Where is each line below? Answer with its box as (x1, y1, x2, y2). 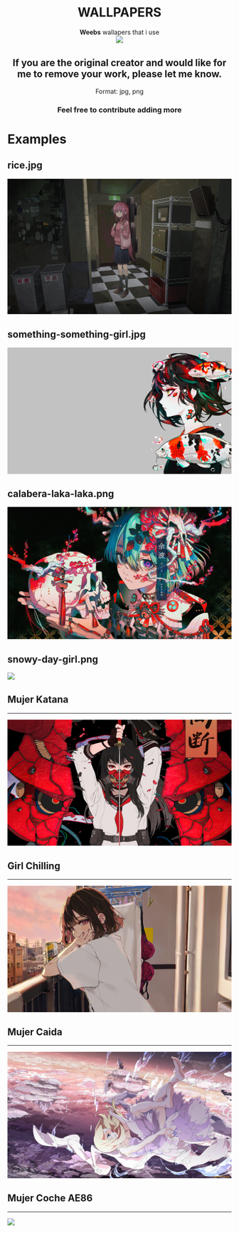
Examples (7, 131, 67, 147)
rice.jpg (7, 160, 43, 172)
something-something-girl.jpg (7, 328, 146, 340)
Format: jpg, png (95, 87, 144, 95)
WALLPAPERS (77, 4, 162, 21)
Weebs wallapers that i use (79, 28, 160, 36)
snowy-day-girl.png (7, 653, 98, 665)
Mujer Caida (7, 1026, 63, 1039)
